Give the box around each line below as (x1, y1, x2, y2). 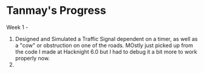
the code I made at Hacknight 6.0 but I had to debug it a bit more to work (15, 48, 197, 55)
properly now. (15, 54, 50, 62)
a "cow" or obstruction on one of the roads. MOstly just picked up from (15, 42, 193, 49)
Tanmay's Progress (6, 4, 106, 17)
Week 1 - (6, 24, 29, 31)
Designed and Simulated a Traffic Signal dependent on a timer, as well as (15, 35, 198, 42)
